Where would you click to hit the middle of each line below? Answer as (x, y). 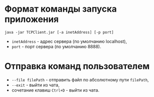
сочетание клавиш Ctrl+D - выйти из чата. (55, 90)
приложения (32, 19)
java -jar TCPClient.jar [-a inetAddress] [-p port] (59, 32)
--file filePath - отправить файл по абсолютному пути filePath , (80, 79)
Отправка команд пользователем (77, 66)
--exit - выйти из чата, (36, 85)
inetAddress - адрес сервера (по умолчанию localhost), (69, 41)
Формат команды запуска (61, 9)
